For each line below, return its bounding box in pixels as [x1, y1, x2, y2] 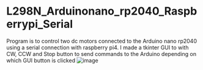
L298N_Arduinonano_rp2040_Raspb [6, 4, 197, 18]
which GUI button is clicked [6, 57, 75, 64]
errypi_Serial [6, 17, 73, 31]
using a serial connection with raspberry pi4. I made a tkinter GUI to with [6, 44, 189, 51]
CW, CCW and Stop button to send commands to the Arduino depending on [6, 50, 197, 57]
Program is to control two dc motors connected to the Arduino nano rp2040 [6, 37, 197, 44]
